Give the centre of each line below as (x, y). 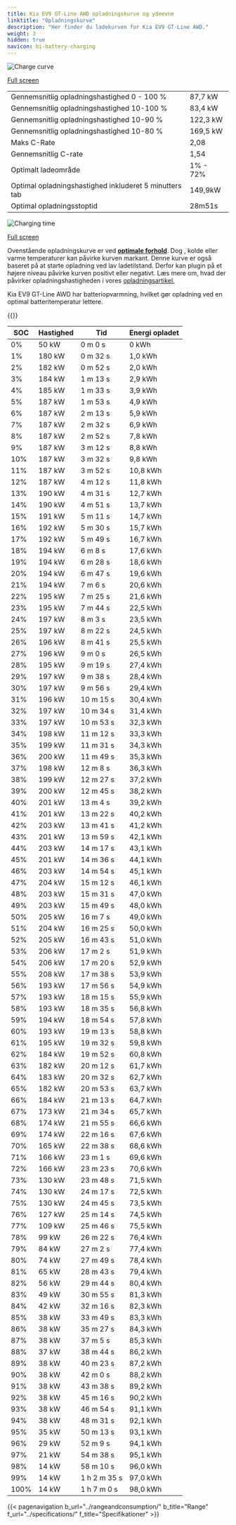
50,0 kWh (145, 928)
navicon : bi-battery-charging (52, 46)
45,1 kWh (145, 871)
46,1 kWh (145, 883)
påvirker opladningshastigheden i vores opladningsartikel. (91, 280)
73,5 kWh (145, 1203)
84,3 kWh (145, 1329)
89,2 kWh (145, 1386)
